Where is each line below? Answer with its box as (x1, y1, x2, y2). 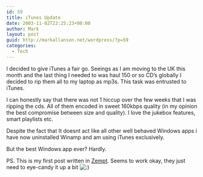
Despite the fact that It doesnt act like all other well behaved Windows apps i (6, 127, 198, 134)
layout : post (6, 32, 39, 38)
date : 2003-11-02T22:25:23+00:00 (6, 20, 91, 26)
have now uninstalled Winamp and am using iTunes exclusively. (6, 133, 165, 141)
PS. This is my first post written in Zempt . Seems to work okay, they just (6, 157, 186, 164)
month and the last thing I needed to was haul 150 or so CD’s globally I (6, 71, 182, 79)
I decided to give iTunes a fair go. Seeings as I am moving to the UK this (6, 65, 186, 72)
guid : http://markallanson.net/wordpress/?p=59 (6, 37, 129, 43)
